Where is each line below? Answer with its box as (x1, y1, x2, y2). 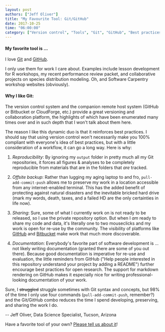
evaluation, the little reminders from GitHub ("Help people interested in (12, 256, 155, 262)
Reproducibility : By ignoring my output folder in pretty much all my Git (12, 154, 154, 160)
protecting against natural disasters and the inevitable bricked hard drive (12, 190, 160, 196)
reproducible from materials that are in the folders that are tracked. (12, 165, 148, 170)
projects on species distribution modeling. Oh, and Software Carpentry (5, 76, 148, 82)
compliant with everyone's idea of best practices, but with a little (5, 139, 136, 145)
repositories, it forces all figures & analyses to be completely (12, 160, 135, 166)
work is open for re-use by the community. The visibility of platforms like (12, 226, 160, 232)
